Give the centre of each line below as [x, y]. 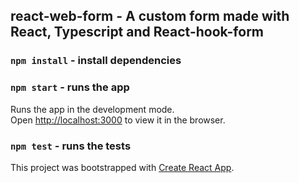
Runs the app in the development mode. [92, 109]
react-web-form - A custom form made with [150, 16]
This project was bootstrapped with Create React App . [122, 167]
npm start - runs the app [70, 87]
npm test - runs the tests [71, 146]
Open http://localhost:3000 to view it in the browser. [118, 120]
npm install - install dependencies [96, 61]
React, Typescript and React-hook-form [137, 32]
